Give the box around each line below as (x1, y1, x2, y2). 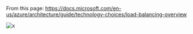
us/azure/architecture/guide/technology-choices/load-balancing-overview (6, 11, 187, 18)
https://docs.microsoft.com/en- (45, 5, 122, 12)
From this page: (6, 5, 44, 12)
